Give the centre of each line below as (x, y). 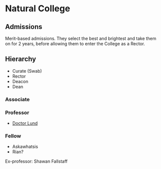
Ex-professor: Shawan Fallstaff (36, 161)
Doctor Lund (25, 123)
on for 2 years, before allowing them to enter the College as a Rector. (75, 44)
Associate (17, 99)
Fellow (13, 136)
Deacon (20, 81)
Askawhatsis (25, 147)
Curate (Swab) (27, 71)
